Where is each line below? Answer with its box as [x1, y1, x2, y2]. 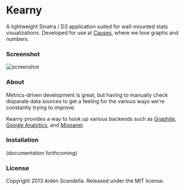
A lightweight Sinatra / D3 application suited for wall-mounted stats [6, 23, 168, 30]
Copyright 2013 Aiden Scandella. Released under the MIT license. [6, 177, 165, 185]
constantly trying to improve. [6, 104, 76, 111]
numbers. [6, 35, 29, 42]
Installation [6, 136, 39, 144]
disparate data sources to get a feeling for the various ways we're [6, 97, 165, 104]
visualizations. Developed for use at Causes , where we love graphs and [6, 29, 179, 36]
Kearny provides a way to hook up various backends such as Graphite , [6, 115, 177, 122]
